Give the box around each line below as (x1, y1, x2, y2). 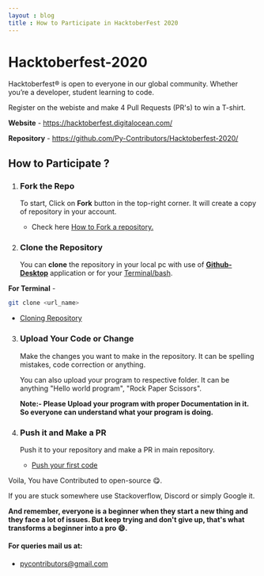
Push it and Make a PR (19, 427, 107, 438)
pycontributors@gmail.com (19, 559, 108, 569)
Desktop (19, 269, 49, 278)
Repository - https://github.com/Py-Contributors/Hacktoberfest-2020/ (8, 134, 239, 143)
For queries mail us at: (8, 541, 83, 551)
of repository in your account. (19, 207, 117, 216)
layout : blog (8, 11, 55, 20)
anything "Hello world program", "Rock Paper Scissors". (19, 383, 202, 393)
